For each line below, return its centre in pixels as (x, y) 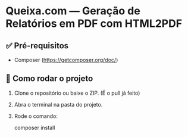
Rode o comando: (36, 116)
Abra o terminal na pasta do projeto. (58, 104)
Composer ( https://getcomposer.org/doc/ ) (66, 60)
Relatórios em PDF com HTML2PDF (94, 24)
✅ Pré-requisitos (37, 46)
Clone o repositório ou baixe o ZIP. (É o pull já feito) (77, 93)
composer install (35, 127)
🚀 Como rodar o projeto (49, 79)
